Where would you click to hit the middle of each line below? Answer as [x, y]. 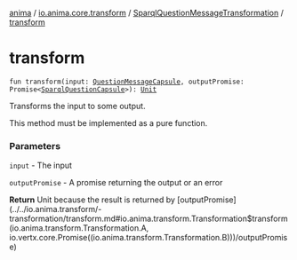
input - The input [41, 165]
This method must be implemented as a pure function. [108, 122]
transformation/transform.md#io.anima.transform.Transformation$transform [148, 219]
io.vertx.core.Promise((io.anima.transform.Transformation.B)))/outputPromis [148, 238]
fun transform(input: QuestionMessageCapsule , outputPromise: [127, 82]
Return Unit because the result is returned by [92, 200]
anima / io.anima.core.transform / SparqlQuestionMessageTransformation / [147, 13]
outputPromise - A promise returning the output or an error [116, 183]
